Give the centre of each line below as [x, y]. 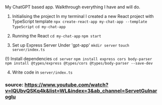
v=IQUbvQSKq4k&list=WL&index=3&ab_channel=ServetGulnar [81, 91]
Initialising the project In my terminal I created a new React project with [83, 16]
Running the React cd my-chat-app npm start [57, 36]
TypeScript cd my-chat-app [39, 27]
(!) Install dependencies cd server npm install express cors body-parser [79, 59]
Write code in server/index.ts [42, 72]
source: [14, 85]
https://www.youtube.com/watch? [66, 85]
